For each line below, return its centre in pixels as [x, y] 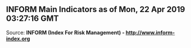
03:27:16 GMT [33, 19]
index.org [18, 38]
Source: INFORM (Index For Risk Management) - [65, 32]
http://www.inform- [150, 32]
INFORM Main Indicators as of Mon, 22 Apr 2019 [96, 10]
